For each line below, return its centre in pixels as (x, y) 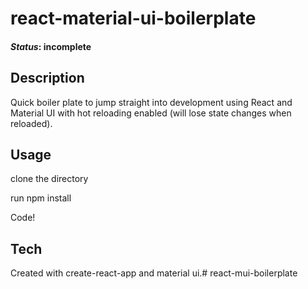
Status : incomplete (51, 46)
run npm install (41, 198)
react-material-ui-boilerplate (133, 18)
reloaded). (31, 123)
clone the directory (49, 179)
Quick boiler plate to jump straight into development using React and (151, 102)
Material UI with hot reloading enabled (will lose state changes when (151, 113)
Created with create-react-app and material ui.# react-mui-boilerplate (154, 273)
